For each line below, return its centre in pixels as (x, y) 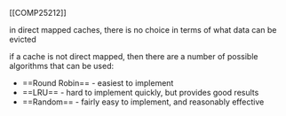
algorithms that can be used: (62, 66)
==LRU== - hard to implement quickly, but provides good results (140, 93)
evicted (23, 39)
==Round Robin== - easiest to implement (98, 83)
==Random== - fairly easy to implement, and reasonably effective (143, 102)
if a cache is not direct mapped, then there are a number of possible (134, 56)
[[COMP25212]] (38, 13)
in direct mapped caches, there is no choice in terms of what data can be (143, 30)
